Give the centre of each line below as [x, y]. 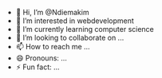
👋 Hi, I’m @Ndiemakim [52, 12]
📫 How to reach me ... [53, 47]
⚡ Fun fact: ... [38, 67]
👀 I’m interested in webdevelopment [75, 21]
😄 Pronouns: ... [41, 58]
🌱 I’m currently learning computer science [85, 29]
